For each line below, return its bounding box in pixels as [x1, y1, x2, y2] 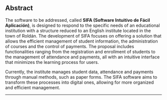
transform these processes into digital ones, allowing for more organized [5, 79, 154, 85]
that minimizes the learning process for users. [5, 59, 99, 65]
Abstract [5, 4, 33, 12]
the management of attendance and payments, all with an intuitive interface [5, 54, 160, 60]
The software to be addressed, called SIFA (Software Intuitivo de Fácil [5, 17, 150, 23]
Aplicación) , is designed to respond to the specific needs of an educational [5, 22, 160, 28]
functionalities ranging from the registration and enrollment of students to [5, 49, 156, 54]
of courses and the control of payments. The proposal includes [5, 43, 134, 49]
